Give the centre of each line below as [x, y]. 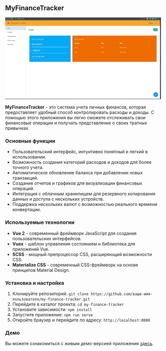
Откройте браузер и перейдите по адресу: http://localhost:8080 [81, 320]
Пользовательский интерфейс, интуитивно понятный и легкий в [80, 152]
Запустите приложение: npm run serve [52, 315]
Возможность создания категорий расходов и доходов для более [82, 162]
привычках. [17, 128]
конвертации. [26, 209]
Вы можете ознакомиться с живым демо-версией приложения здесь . [80, 344]
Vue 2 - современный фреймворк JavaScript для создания [74, 233]
